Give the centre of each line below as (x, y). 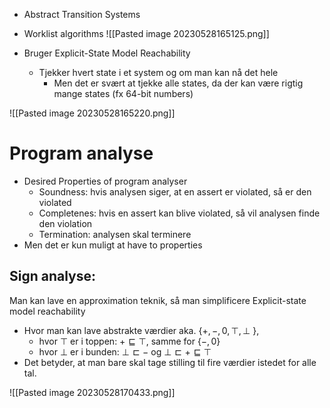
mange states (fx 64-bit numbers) (123, 93)
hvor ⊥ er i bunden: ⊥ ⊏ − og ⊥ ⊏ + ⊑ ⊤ (125, 351)
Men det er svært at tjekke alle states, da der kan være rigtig (178, 83)
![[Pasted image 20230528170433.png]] (92, 392)
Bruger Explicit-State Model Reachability (107, 53)
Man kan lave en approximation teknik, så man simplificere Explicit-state (158, 300)
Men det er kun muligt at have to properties (113, 245)
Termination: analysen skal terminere (115, 234)
